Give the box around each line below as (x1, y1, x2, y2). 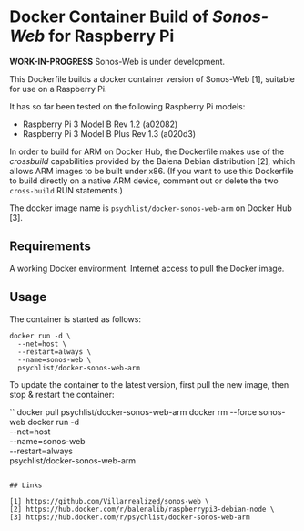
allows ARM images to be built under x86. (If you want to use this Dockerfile (9, 165, 294, 176)
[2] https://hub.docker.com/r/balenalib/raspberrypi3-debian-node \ (9, 505, 275, 514)
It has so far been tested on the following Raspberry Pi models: (9, 100, 246, 111)
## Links (9, 481, 43, 490)
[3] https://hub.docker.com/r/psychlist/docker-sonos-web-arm (9, 513, 250, 522)
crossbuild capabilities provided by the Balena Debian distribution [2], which (9, 155, 296, 166)
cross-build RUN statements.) (9, 184, 123, 195)
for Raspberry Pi (48, 26, 175, 47)
